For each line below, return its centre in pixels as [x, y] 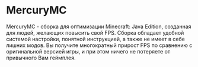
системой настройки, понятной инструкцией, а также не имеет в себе [95, 39]
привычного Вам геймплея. [41, 58]
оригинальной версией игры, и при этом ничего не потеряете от [88, 51]
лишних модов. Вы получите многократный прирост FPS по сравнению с [99, 45]
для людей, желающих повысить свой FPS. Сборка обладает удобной [95, 32]
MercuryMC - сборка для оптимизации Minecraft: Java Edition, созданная [99, 26]
